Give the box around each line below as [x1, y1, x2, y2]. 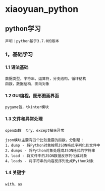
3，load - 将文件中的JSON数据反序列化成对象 [5, 153, 88, 158]
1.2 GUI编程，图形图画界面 [5, 92, 59, 98]
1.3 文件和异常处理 [5, 115, 43, 121]
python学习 [5, 24, 41, 33]
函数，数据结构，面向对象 [5, 81, 50, 87]
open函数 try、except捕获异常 [5, 128, 64, 133]
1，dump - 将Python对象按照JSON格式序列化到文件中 [5, 143, 101, 148]
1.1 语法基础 [5, 64, 29, 70]
